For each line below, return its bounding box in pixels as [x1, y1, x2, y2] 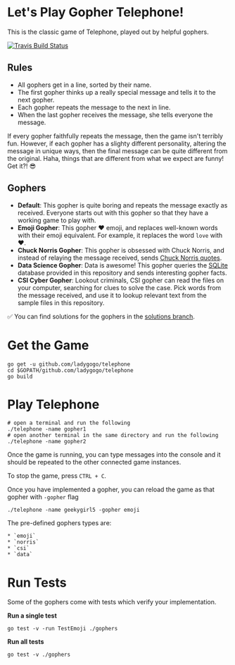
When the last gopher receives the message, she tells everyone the [17, 110, 213, 119]
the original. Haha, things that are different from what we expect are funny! [7, 154, 224, 162]
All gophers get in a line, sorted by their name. [17, 80, 152, 89]
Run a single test [7, 611, 58, 620]
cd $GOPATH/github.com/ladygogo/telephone [7, 366, 134, 374]
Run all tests [7, 637, 44, 646]
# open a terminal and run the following [7, 419, 131, 427]
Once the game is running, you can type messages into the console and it [7, 450, 221, 459]
